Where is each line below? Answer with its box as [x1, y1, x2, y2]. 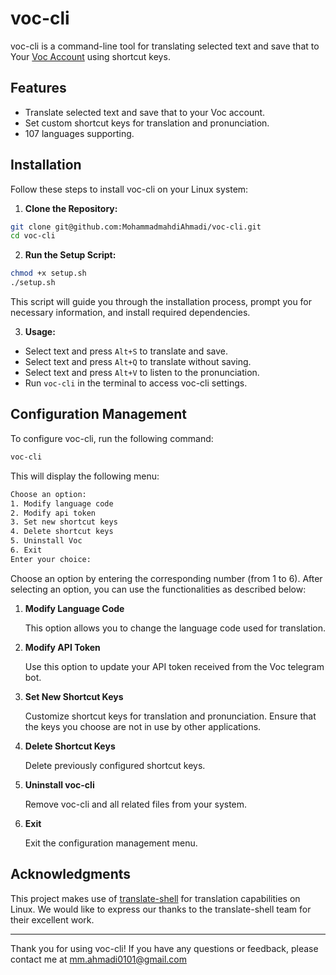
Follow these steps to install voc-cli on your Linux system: [10, 183, 249, 195]
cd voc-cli [10, 231, 56, 241]
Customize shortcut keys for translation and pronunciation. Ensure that [24, 710, 317, 722]
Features [10, 80, 67, 97]
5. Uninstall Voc [10, 536, 83, 546]
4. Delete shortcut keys [10, 527, 114, 537]
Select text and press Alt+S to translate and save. [24, 345, 229, 357]
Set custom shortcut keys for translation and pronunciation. [24, 117, 270, 129]
